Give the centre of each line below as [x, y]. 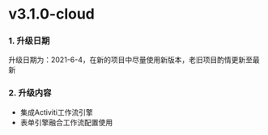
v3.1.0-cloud [51, 14]
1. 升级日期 [29, 41]
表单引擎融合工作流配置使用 [66, 122]
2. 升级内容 [30, 93]
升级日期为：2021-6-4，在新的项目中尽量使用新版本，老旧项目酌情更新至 [131, 60]
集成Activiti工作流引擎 [56, 112]
